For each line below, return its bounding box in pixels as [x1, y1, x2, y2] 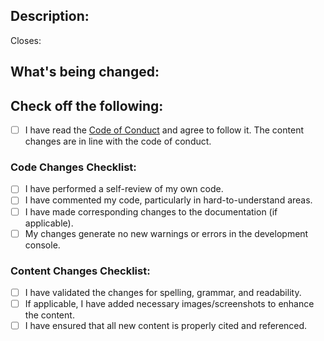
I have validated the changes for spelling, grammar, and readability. [24, 286, 302, 298]
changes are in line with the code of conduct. [24, 135, 212, 148]
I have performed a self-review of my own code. [24, 183, 224, 195]
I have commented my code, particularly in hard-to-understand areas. [24, 194, 313, 206]
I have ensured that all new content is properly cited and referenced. [24, 320, 308, 332]
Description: [10, 8, 90, 25]
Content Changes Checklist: [10, 264, 151, 278]
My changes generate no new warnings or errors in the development [24, 227, 309, 239]
